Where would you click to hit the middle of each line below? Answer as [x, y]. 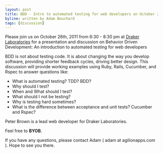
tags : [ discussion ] [25, 23]
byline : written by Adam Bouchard [40, 18]
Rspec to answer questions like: [37, 72]
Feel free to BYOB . [24, 131]
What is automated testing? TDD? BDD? [51, 81]
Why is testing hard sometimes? [44, 102]
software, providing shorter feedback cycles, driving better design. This [77, 61]
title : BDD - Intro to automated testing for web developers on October [80, 14]
